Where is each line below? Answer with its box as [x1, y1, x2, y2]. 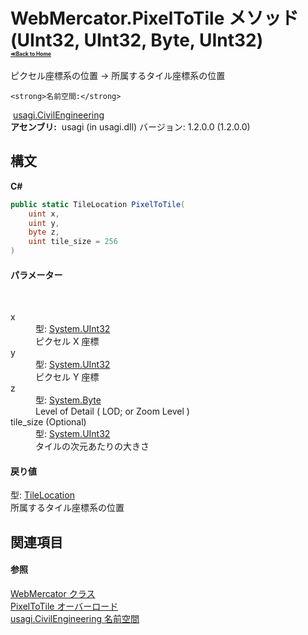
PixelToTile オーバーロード [10, 600, 119, 612]
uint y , [28, 218, 60, 228]
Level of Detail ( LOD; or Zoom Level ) [35, 405, 190, 418]
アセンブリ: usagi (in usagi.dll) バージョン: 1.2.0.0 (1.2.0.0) [10, 120, 251, 133]
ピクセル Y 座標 [35, 371, 100, 383]
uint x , [28, 209, 60, 219]
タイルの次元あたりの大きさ [35, 440, 150, 453]
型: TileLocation [10, 489, 75, 501]
